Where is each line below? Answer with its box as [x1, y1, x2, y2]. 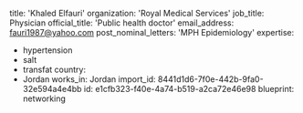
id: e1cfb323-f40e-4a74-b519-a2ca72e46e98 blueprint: [83, 84, 295, 94]
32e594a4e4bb [22, 84, 82, 94]
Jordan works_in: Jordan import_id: [22, 74, 157, 85]
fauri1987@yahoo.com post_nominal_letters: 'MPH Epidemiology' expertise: [9, 27, 295, 37]
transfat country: [22, 64, 87, 75]
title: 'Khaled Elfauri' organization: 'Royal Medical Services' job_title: [9, 8, 265, 18]
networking [22, 93, 67, 104]
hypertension [22, 45, 73, 56]
